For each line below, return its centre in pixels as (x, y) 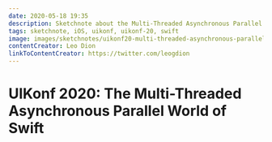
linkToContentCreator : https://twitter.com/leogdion (99, 54)
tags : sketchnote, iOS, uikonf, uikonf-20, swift (94, 31)
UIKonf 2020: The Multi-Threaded (125, 94)
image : (19, 39)
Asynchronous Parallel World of (117, 111)
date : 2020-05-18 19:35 (49, 16)
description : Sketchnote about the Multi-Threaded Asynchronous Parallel (136, 24)
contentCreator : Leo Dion (52, 46)
